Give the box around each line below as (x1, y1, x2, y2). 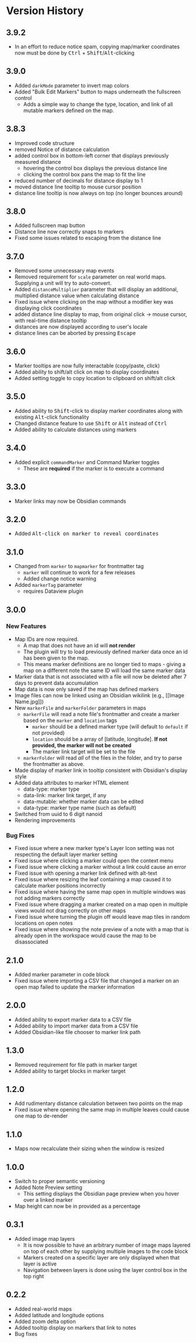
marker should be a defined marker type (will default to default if (32, 723, 188, 730)
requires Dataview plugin (23, 587, 84, 595)
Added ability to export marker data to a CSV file (14, 1016, 132, 1023)
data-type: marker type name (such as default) (23, 804, 136, 811)
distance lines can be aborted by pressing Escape (14, 330, 136, 337)
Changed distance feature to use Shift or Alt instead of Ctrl (14, 419, 167, 427)
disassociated (14, 938, 49, 945)
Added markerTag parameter (14, 582, 82, 589)
